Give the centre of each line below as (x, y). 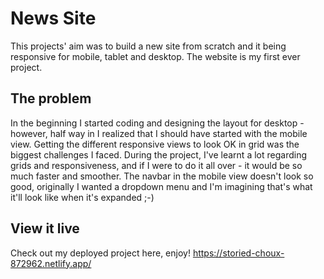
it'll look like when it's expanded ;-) (82, 197)
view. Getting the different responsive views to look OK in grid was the (155, 144)
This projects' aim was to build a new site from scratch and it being (148, 46)
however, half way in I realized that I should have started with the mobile (159, 133)
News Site (53, 18)
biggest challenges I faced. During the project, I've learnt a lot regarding (158, 154)
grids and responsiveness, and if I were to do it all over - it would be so (156, 165)
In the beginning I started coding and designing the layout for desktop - (157, 123)
